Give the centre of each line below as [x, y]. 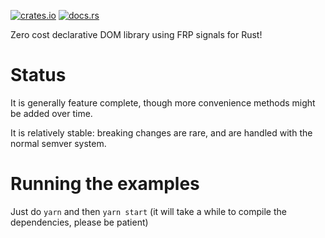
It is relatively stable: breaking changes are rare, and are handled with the [161, 132]
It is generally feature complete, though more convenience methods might [163, 102]
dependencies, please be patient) [79, 222]
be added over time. [51, 113]
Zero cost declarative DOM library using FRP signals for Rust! [136, 34]
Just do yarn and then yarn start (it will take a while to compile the [148, 211]
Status [38, 75]
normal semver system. [58, 143]
